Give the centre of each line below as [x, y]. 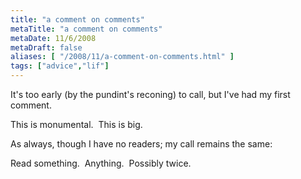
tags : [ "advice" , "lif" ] [60, 66]
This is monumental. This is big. [76, 124]
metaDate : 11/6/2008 [53, 38]
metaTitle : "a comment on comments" [86, 29]
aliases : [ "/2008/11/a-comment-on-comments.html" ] [122, 57]
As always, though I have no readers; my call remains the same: [141, 144]
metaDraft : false [46, 47]
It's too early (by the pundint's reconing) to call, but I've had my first [150, 94]
